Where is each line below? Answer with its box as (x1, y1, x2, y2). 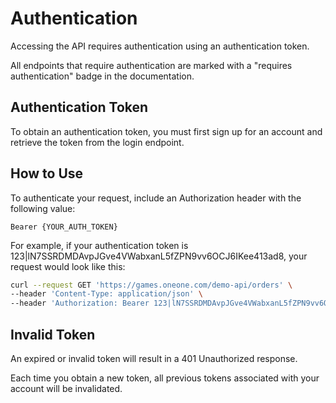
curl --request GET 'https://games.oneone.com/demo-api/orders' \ (10, 280, 293, 290)
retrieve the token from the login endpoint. (10, 136, 185, 148)
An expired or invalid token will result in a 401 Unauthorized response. (10, 353, 298, 364)
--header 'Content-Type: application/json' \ (10, 289, 203, 299)
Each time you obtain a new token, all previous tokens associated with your (10, 372, 320, 384)
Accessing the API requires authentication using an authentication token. (10, 40, 310, 52)
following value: (10, 202, 76, 214)
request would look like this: (10, 260, 126, 272)
